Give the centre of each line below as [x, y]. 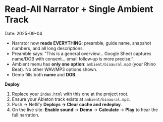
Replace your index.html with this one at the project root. [70, 94]
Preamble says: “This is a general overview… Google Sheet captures [81, 54]
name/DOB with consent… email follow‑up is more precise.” [73, 59]
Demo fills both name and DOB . [44, 74]
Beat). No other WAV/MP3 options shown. [54, 69]
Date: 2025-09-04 [24, 33]
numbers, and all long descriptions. [48, 48]
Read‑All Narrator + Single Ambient [79, 9]
